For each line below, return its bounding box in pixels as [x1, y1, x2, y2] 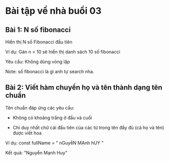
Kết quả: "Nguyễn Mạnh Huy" [5, 149, 68, 155]
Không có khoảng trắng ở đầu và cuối [12, 115, 92, 121]
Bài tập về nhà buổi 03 [5, 5, 102, 17]
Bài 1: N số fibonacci [5, 25, 71, 34]
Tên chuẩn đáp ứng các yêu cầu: [5, 104, 75, 111]
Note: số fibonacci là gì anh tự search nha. [5, 69, 94, 74]
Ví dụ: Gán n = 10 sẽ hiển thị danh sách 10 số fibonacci [5, 49, 120, 55]
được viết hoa [12, 130, 42, 136]
